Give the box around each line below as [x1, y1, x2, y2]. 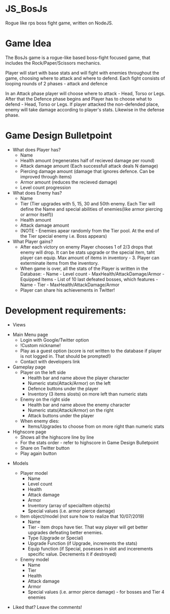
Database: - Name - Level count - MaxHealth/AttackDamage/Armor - [20, 270, 165, 277]
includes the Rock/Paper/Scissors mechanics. [5, 59, 101, 66]
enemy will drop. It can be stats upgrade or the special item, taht [20, 249, 155, 255]
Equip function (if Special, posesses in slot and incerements [27, 545, 153, 551]
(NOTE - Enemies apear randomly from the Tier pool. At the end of [20, 227, 159, 234]
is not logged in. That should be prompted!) [20, 353, 111, 359]
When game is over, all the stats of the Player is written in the [20, 265, 148, 271]
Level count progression [20, 184, 71, 191]
